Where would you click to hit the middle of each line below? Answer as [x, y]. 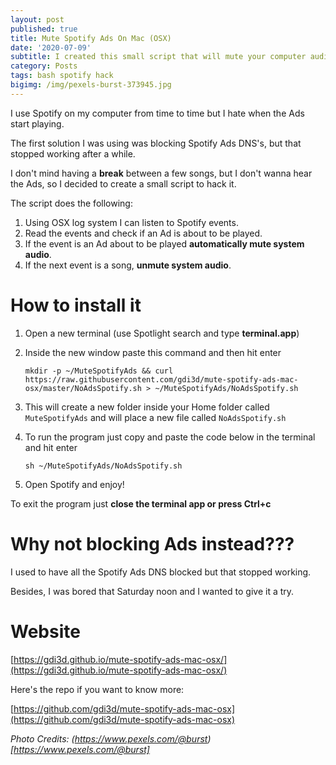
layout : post [37, 19]
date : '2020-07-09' [51, 47]
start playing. [37, 123]
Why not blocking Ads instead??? [152, 543]
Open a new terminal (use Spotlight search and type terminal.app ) [162, 333]
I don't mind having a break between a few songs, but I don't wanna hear [161, 173]
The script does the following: [71, 203]
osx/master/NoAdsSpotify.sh [83, 388]
